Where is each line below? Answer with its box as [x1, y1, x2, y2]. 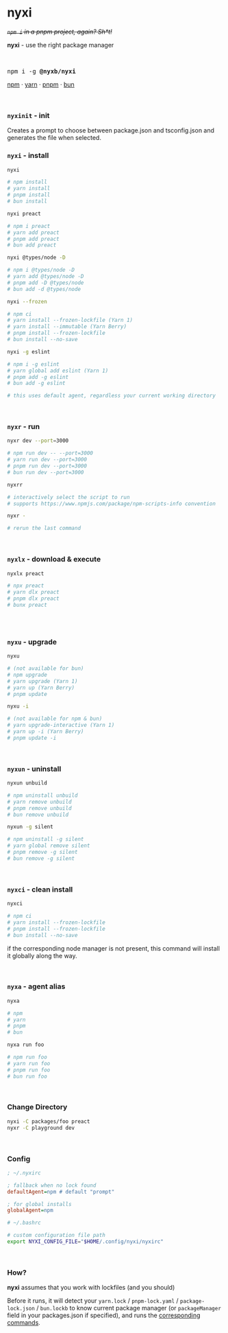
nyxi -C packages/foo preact [7, 1117, 90, 1125]
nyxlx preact [7, 570, 45, 577]
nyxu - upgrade [7, 637, 57, 647]
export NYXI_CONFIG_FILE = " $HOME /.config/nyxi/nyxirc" [7, 1238, 164, 1245]
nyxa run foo [7, 1041, 45, 1048]
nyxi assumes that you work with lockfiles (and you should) [7, 1284, 175, 1292]
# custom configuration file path [7, 1232, 106, 1239]
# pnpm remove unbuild [7, 804, 72, 811]
